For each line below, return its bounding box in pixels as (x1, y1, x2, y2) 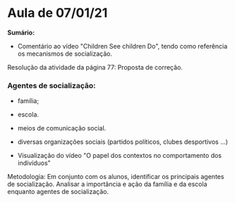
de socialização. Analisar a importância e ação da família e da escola (7, 180, 207, 188)
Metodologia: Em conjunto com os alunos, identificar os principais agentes (7, 173, 224, 181)
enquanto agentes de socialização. (7, 187, 109, 196)
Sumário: (7, 28, 35, 37)
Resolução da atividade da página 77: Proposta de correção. (7, 63, 183, 71)
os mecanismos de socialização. (17, 49, 113, 58)
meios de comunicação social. (17, 124, 107, 133)
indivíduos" (17, 159, 51, 167)
